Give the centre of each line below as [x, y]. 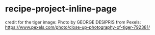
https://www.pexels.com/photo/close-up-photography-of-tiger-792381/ [77, 27]
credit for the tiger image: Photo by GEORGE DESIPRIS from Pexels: [73, 22]
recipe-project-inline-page [61, 9]
